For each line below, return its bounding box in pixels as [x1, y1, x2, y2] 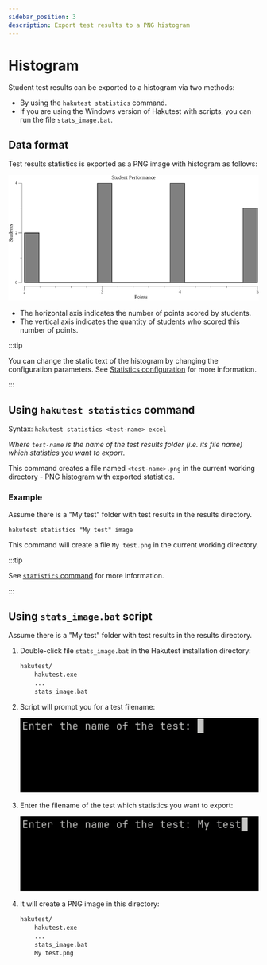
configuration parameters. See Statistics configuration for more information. [8, 364, 257, 374]
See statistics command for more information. [8, 571, 164, 581]
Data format [8, 138, 69, 151]
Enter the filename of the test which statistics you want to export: [19, 800, 234, 811]
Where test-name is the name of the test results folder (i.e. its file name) [8, 440, 243, 449]
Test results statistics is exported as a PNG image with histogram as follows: [8, 159, 258, 169]
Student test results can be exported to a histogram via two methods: [8, 83, 235, 92]
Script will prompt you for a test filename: [19, 702, 156, 711]
